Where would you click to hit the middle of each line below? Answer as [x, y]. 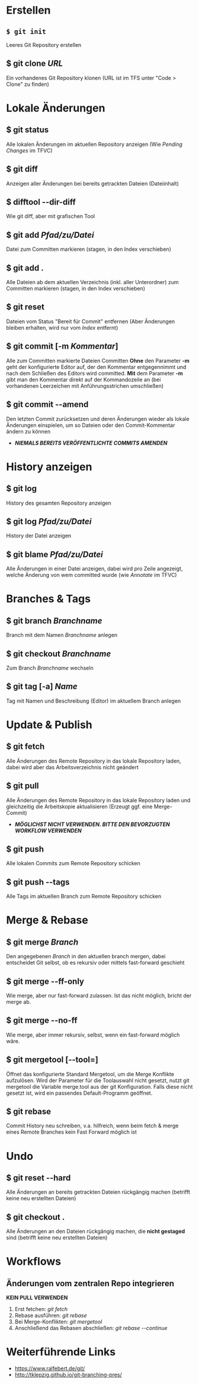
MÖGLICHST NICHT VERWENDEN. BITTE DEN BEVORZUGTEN [92, 824]
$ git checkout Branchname [59, 654]
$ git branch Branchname [54, 621]
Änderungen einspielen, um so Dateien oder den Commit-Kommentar [91, 425]
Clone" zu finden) [28, 84]
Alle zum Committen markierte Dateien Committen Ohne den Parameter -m [98, 361]
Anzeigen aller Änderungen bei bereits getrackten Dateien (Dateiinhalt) [93, 183]
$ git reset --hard [38, 1178]
